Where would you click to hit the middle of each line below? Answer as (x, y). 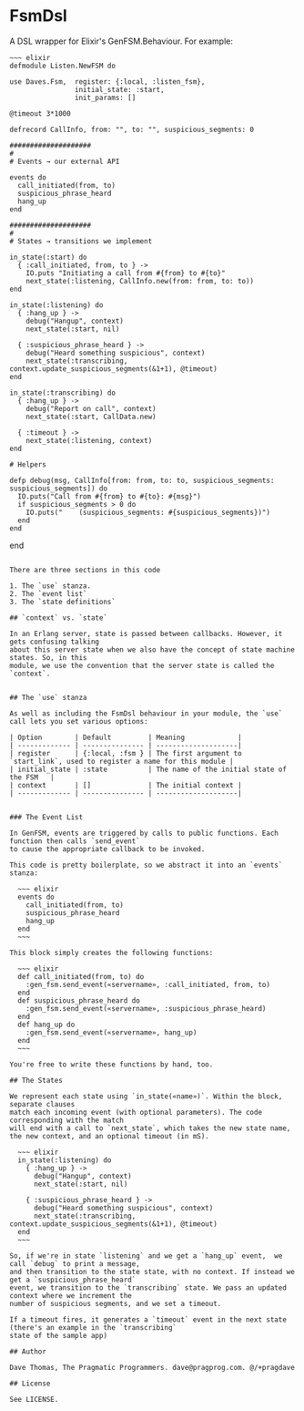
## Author (28, 1351)
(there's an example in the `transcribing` (93, 1327)
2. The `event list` (49, 593)
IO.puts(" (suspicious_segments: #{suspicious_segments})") (148, 512)
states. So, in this (49, 657)
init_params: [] (105, 98)
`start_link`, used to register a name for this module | (122, 761)
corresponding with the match (67, 1120)
